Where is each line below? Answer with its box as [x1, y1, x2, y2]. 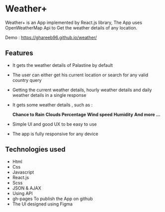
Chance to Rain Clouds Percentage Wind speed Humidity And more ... [12, 111, 161, 117]
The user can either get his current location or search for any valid [12, 72, 149, 78]
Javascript [12, 169, 34, 175]
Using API [12, 190, 33, 196]
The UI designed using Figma [12, 201, 73, 207]
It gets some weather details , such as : [12, 102, 93, 108]
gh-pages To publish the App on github [12, 196, 93, 202]
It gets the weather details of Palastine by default [12, 62, 113, 68]
